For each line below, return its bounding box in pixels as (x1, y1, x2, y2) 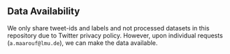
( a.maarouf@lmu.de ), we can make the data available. (7, 38, 158, 47)
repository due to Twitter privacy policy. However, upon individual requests (7, 31, 224, 39)
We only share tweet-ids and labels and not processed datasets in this (7, 24, 210, 32)
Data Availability (7, 6, 80, 17)
